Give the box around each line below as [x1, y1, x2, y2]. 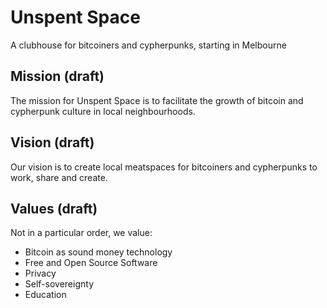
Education [24, 289, 67, 301]
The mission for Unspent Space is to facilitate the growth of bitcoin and [10, 94, 304, 106]
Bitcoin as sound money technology [24, 246, 173, 258]
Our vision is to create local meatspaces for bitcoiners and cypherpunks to [10, 161, 318, 173]
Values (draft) [10, 200, 98, 217]
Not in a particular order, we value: [10, 227, 153, 239]
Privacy [24, 267, 57, 280]
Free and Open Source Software [24, 257, 158, 269]
